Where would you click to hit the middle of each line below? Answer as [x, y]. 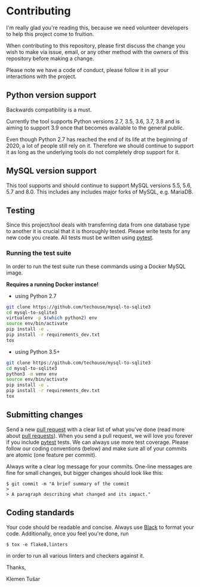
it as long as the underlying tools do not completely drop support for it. [93, 152]
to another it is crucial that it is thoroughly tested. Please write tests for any [99, 231]
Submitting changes [45, 415]
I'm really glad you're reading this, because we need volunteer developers [97, 28]
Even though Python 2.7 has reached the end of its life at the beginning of [97, 139]
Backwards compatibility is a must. [49, 110]
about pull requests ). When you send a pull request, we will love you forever [99, 435]
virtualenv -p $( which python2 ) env [52, 318]
